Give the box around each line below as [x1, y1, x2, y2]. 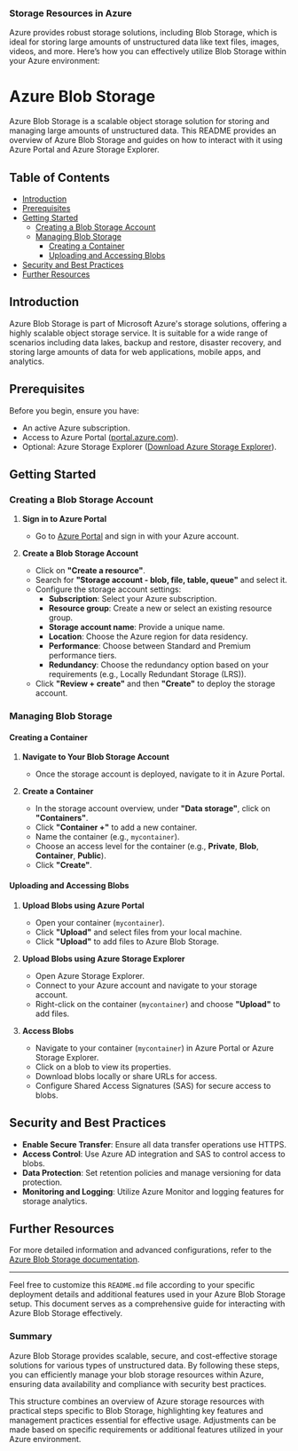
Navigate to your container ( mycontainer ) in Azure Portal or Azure [35, 1042, 274, 1053]
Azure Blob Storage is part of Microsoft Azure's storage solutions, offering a [9, 318, 287, 328]
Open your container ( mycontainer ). [35, 917, 165, 927]
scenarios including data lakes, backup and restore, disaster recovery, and [9, 336, 282, 348]
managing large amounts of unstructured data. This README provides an [9, 125, 277, 136]
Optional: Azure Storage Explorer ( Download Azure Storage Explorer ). [21, 441, 278, 452]
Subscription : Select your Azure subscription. [48, 594, 217, 604]
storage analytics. [21, 1195, 88, 1206]
